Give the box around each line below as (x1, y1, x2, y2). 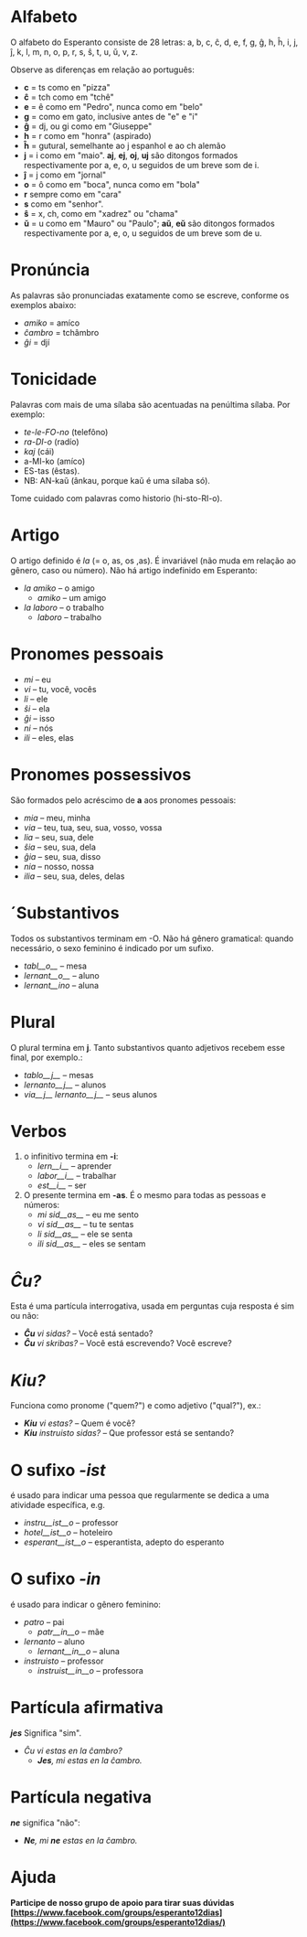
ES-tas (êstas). (23, 465, 80, 476)
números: (23, 1200, 60, 1211)
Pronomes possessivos (10, 764, 192, 785)
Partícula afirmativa (10, 1697, 164, 1718)
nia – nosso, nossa (23, 861, 95, 872)
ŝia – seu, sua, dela (23, 841, 97, 852)
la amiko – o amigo (23, 583, 95, 594)
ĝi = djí (23, 337, 50, 348)
